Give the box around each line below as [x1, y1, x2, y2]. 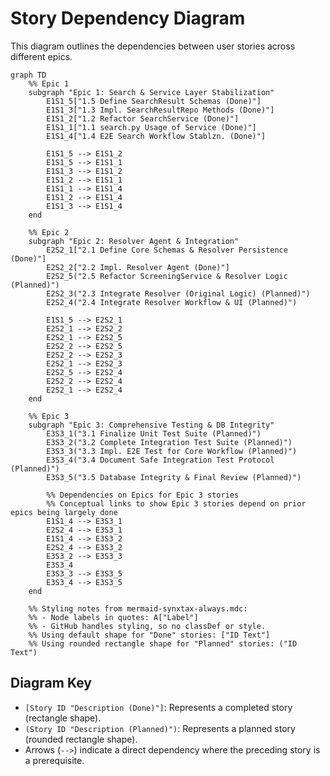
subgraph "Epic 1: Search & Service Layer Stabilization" [28, 87, 275, 97]
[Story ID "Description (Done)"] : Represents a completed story [24, 701, 293, 713]
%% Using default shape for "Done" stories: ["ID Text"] [28, 630, 271, 640]
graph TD [10, 70, 47, 80]
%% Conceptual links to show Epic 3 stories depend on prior [46, 498, 307, 509]
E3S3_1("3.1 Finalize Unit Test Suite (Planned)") [46, 428, 262, 439]
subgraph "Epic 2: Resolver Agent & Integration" [28, 236, 240, 246]
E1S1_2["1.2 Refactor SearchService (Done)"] [46, 113, 240, 124]
